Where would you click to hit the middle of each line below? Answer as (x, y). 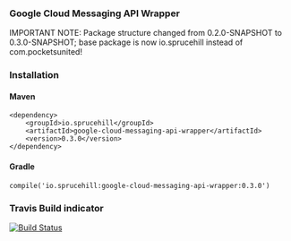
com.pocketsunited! (46, 52)
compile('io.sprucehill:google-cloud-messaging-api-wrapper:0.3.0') (140, 185)
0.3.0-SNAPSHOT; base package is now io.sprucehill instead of (126, 42)
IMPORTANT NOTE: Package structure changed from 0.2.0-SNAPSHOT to (145, 33)
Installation (34, 75)
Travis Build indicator (57, 208)
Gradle (22, 167)
